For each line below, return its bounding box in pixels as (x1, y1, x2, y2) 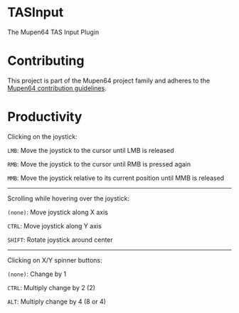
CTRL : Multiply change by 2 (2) (7, 283, 96, 292)
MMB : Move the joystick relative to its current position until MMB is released (7, 174, 225, 182)
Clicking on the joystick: (7, 132, 78, 141)
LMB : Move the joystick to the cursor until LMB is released (7, 146, 174, 154)
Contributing (7, 53, 85, 69)
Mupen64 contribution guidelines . (7, 83, 107, 92)
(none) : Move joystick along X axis (7, 208, 108, 216)
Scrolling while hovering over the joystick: (7, 193, 130, 203)
